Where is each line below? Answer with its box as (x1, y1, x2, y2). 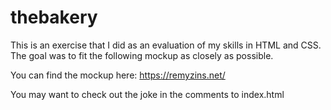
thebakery (10, 6, 98, 29)
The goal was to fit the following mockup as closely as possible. (10, 49, 274, 61)
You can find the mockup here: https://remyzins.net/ (10, 69, 226, 81)
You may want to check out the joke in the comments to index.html (10, 88, 285, 100)
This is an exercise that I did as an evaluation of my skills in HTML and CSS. (10, 39, 322, 51)
